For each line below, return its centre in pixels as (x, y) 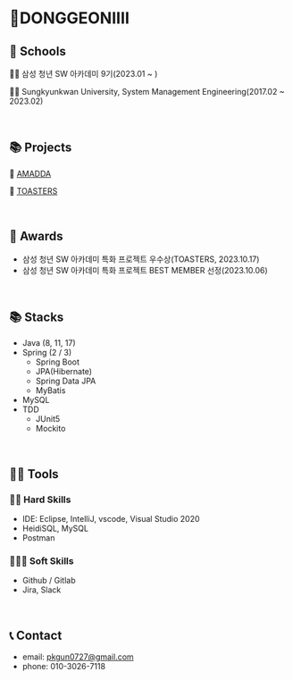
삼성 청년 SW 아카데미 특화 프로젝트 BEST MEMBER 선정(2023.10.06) (145, 270)
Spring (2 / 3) (47, 353)
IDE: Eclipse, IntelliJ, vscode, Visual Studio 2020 (111, 519)
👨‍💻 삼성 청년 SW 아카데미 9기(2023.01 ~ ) (84, 74)
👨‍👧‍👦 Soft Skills (42, 561)
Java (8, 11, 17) (49, 343)
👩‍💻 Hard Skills (40, 500)
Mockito (50, 429)
